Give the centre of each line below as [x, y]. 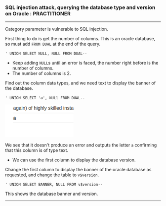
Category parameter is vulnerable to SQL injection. [57, 29]
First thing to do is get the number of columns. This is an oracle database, [80, 39]
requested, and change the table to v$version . [52, 175]
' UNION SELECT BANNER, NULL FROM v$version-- [54, 185]
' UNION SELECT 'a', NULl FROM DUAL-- [45, 98]
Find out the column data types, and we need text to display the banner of [81, 83]
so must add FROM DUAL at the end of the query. [53, 44]
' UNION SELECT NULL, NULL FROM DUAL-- [46, 54]
